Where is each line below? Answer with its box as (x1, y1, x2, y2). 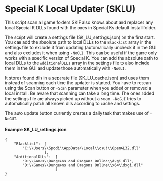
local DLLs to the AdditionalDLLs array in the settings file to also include (5, 60, 150, 66)
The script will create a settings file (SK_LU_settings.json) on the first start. (5, 34, 155, 40)
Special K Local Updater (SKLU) (5, 3, 136, 15)
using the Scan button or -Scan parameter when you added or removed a (5, 85, 152, 91)
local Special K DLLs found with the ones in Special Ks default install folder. (5, 24, 157, 30)
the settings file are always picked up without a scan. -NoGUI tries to (5, 95, 142, 101)
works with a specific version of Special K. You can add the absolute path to (5, 55, 158, 60)
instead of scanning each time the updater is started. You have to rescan (5, 80, 151, 86)
